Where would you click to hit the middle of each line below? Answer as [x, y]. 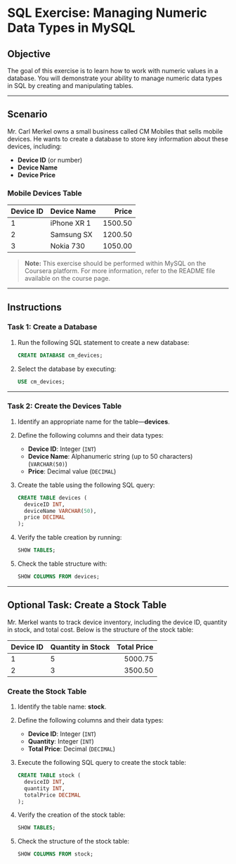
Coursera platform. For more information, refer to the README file [120, 271]
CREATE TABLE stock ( [49, 775]
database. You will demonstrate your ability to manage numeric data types [115, 78]
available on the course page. [67, 279]
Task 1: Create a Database [52, 327]
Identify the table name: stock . [62, 707]
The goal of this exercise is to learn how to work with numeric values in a [113, 71]
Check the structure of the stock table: [73, 841]
